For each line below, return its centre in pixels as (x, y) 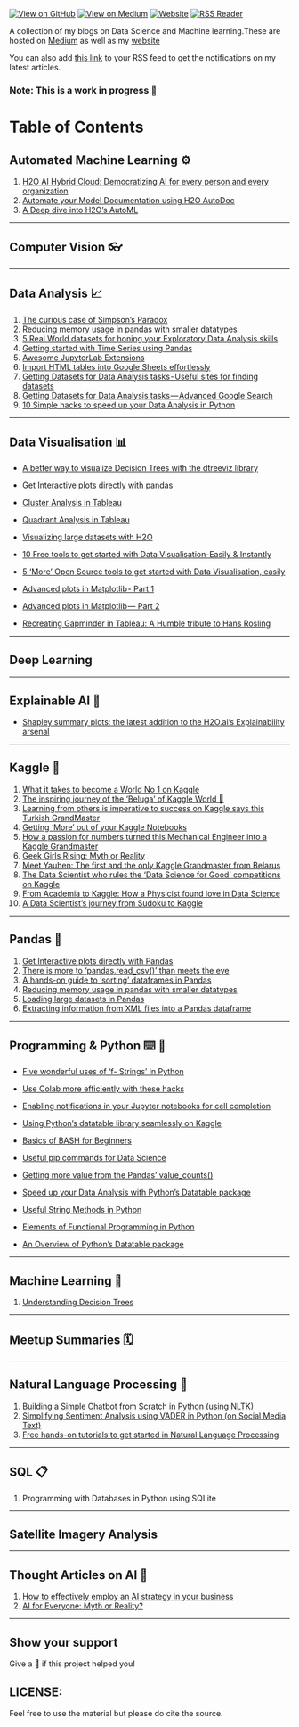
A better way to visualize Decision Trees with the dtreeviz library (140, 468)
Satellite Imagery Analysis (84, 1535)
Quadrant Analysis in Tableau (76, 520)
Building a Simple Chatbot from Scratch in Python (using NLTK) (137, 1406)
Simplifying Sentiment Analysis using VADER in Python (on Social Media (154, 1415)
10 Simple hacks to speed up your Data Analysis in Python (129, 405)
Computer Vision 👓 (66, 247)
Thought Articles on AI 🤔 (79, 1575)
